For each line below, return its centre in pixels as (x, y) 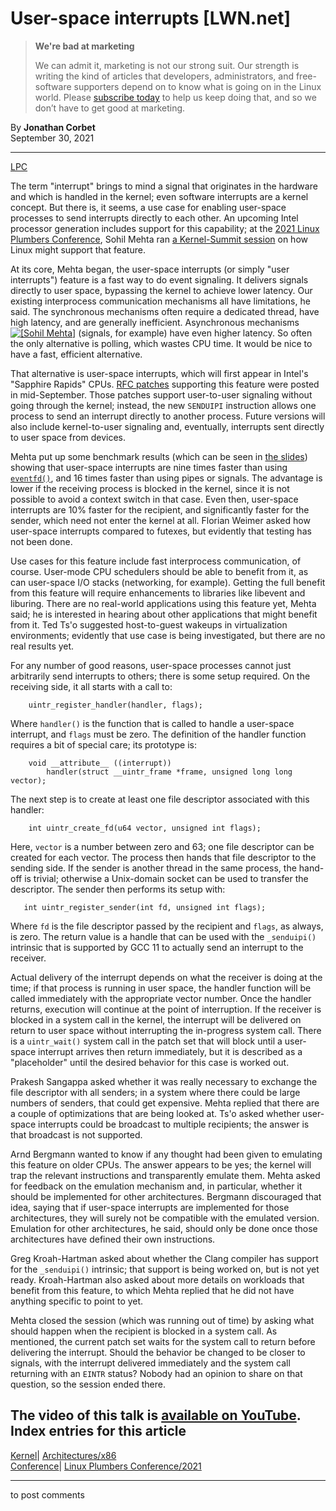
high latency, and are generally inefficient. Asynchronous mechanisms (155, 322)
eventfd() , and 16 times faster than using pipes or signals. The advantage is (166, 478)
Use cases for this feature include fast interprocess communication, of (156, 561)
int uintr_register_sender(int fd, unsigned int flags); (145, 907)
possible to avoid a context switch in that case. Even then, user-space (154, 499)
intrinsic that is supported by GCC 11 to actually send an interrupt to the (157, 947)
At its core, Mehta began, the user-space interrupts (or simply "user (150, 269)
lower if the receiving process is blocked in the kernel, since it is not (150, 488)
